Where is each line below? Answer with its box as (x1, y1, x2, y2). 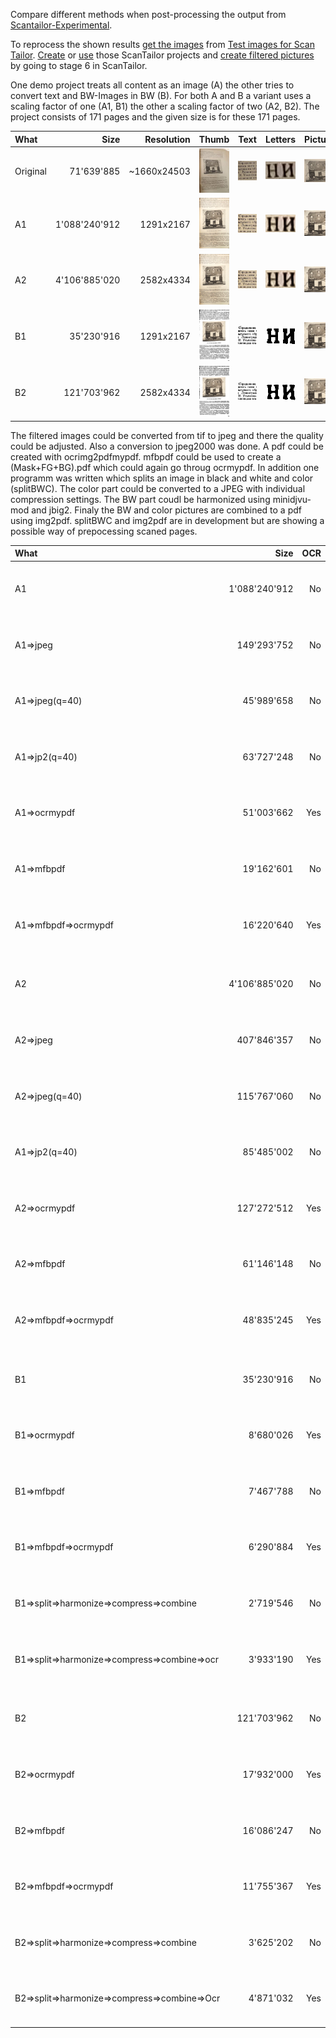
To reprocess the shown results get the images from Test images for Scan (10, 39, 315, 50)
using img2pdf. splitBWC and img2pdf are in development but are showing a (10, 514, 325, 526)
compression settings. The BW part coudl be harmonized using (10, 493, 271, 505)
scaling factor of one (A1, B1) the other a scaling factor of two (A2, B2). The (10, 100, 320, 112)
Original (14, 165, 48, 178)
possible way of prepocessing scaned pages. (10, 525, 198, 537)
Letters (264, 133, 297, 145)
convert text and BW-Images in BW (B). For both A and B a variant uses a (10, 90, 312, 101)
